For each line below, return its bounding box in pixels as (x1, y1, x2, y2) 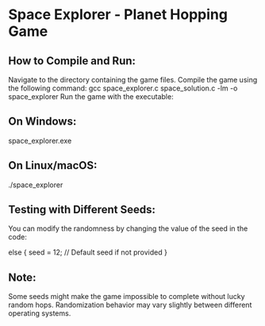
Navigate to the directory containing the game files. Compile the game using (8, 75, 258, 84)
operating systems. (8, 309, 71, 318)
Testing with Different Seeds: (8, 203, 156, 217)
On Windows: (8, 115, 77, 128)
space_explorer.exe (8, 136, 72, 145)
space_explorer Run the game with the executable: (8, 92, 174, 101)
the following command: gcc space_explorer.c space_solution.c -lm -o (8, 83, 238, 93)
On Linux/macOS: (8, 159, 98, 172)
